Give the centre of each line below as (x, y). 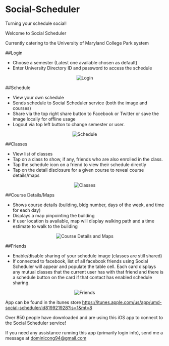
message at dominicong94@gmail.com (46, 338)
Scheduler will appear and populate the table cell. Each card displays (84, 266)
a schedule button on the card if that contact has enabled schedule (82, 277)
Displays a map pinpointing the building (53, 215)
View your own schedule (38, 97)
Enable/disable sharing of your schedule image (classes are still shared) (87, 256)
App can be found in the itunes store (43, 302)
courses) (22, 108)
